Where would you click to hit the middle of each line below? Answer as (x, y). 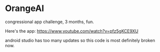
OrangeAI (25, 8)
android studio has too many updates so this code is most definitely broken (80, 40)
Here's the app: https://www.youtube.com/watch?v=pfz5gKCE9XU (72, 31)
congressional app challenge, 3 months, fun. (49, 22)
